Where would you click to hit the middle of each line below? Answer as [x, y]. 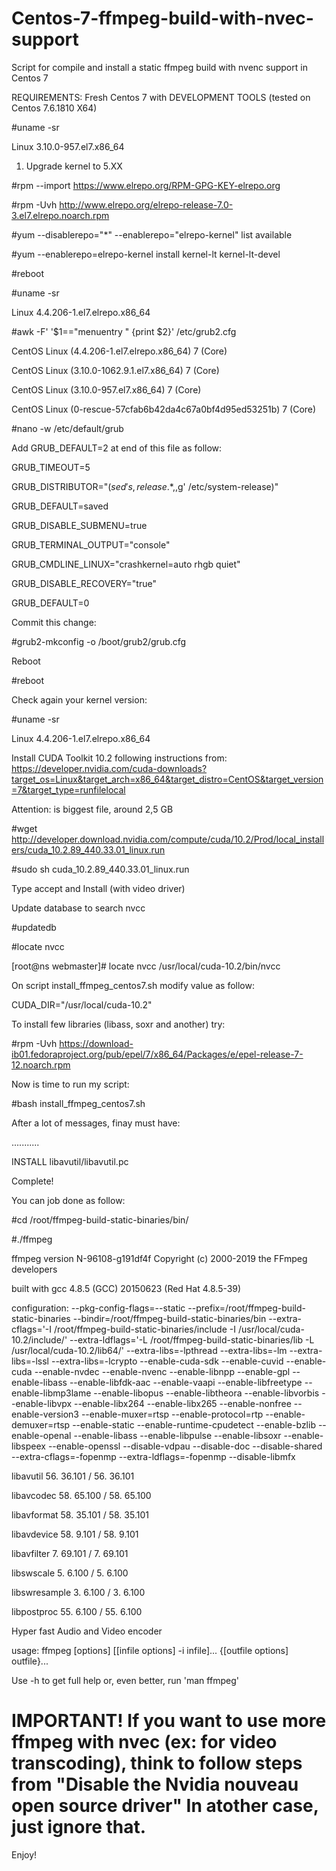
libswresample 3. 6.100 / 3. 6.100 [78, 1592]
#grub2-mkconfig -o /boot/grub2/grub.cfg [99, 641]
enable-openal [41, 1435]
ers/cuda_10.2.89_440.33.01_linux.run [88, 849]
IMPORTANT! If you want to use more [169, 1721]
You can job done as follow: [68, 1200]
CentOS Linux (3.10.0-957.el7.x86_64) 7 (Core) [106, 389]
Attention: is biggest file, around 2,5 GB [92, 809]
